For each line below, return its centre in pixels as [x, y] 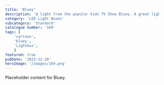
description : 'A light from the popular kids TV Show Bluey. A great [77, 14]
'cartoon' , [25, 37]
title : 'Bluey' [20, 9]
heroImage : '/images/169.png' [36, 64]
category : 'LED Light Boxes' [35, 18]
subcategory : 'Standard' [30, 23]
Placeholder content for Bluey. [35, 78]
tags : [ [13, 32]
